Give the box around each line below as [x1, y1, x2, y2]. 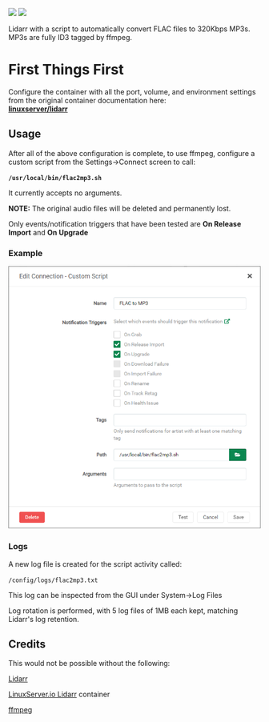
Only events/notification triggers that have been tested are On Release [8, 219, 242, 228]
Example [8, 247, 43, 259]
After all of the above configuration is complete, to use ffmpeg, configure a [8, 148, 255, 158]
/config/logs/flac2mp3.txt [8, 576, 98, 584]
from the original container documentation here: [8, 95, 167, 105]
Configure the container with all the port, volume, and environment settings [8, 86, 256, 96]
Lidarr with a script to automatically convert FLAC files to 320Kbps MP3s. [8, 24, 251, 34]
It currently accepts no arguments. [8, 188, 122, 198]
